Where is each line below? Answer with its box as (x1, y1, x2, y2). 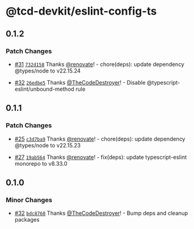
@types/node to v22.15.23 (14, 141, 81, 149)
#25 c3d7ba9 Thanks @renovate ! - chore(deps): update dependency (14, 135, 185, 143)
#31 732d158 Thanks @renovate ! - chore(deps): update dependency (14, 60, 184, 68)
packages (14, 216, 40, 224)
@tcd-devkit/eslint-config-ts (5, 4, 157, 18)
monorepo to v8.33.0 (14, 160, 68, 167)
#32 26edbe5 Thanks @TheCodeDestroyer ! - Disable (14, 79, 146, 86)
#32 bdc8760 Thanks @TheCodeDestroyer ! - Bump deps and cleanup (14, 210, 189, 217)
